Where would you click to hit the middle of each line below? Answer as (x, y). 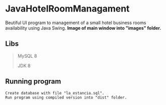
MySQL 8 (27, 56)
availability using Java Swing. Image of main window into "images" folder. (83, 28)
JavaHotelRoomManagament (67, 9)
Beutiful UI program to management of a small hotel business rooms (76, 23)
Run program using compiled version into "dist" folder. (66, 97)
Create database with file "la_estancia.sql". (55, 93)
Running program (33, 82)
